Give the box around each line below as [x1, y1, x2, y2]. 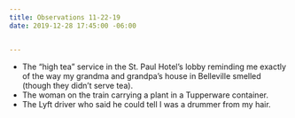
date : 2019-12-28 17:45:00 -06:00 [9, 21, 137, 30]
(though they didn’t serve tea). [21, 80, 134, 90]
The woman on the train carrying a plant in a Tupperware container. [21, 90, 268, 100]
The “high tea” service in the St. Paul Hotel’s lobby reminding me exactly [21, 61, 286, 72]
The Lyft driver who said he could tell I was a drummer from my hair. [21, 98, 272, 109]
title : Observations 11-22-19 [9, 12, 121, 22]
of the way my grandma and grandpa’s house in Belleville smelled [21, 70, 261, 81]
